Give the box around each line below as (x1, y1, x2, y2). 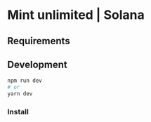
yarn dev (7, 90, 33, 97)
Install (7, 107, 29, 116)
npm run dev (7, 77, 42, 84)
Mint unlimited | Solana (7, 7, 145, 23)
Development (7, 58, 68, 70)
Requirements (7, 35, 70, 47)
